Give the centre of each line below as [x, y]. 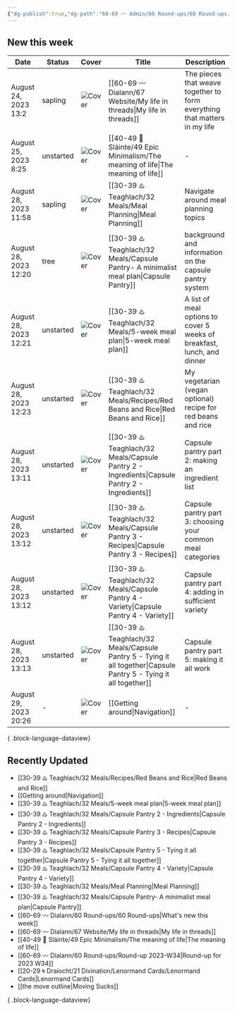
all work [197, 668]
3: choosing [204, 522]
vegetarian [202, 381]
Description [205, 62]
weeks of [200, 334]
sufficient [200, 601]
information [203, 252]
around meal [205, 200]
